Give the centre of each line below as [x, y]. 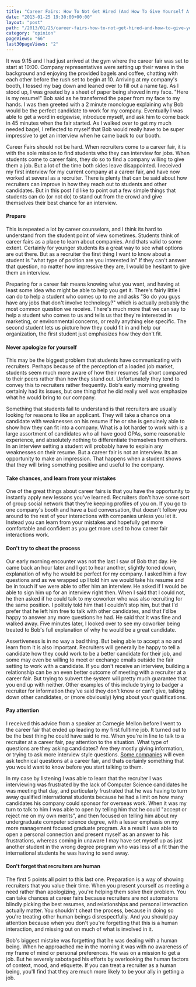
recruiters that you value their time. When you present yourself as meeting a [97, 886]
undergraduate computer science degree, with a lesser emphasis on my [92, 822]
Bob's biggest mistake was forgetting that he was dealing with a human [92, 941]
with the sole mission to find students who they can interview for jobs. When [98, 153]
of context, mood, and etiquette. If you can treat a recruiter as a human [91, 965]
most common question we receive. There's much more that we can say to [96, 309]
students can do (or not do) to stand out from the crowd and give [84, 196]
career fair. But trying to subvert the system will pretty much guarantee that [97, 678]
